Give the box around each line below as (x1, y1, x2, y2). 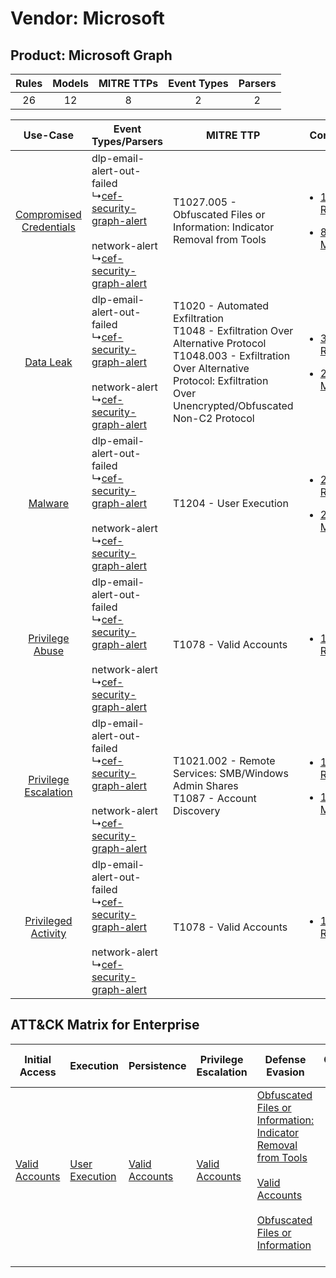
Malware (28, 497, 70, 510)
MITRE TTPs (98, 77, 159, 90)
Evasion (266, 1065, 305, 1079)
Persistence (128, 1058, 187, 1072)
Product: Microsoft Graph (10, 47, 173, 64)
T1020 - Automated (172, 299, 270, 312)
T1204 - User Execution (172, 497, 289, 510)
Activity (30, 927, 67, 940)
